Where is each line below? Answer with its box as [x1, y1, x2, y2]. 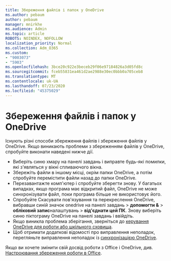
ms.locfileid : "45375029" [5, 88, 60, 93]
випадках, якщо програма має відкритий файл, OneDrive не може [12, 186, 157, 192]
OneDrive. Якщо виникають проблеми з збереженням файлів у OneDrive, [5, 144, 165, 150]
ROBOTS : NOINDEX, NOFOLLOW [5, 36, 63, 41]
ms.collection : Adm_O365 [5, 45, 58, 51]
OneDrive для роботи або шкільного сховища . [12, 224, 113, 230]
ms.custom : [5, 50, 29, 55]
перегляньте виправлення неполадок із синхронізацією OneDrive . [12, 234, 158, 241]
